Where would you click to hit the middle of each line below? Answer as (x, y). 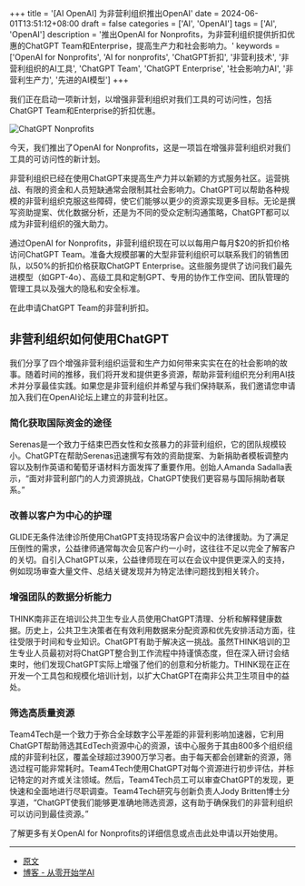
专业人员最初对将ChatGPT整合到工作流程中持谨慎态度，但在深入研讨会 (149, 652)
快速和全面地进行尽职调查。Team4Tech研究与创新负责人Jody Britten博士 (146, 791)
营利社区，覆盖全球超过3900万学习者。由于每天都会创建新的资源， (158, 757)
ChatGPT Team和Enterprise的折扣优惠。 (85, 111)
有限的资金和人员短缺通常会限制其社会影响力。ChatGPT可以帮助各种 (153, 190)
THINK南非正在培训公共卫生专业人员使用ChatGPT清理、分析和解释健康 (142, 619)
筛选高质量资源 (42, 712)
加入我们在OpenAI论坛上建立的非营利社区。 (91, 397)
